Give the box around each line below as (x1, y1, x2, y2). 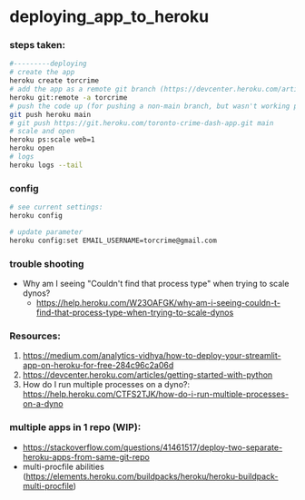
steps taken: (9, 39, 66, 52)
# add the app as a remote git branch (9, 84, 156, 94)
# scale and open (9, 127, 75, 136)
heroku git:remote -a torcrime (9, 93, 128, 102)
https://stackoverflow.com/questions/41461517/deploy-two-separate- (22, 442, 283, 453)
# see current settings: (9, 202, 103, 212)
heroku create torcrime (9, 76, 100, 85)
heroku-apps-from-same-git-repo (22, 451, 150, 462)
